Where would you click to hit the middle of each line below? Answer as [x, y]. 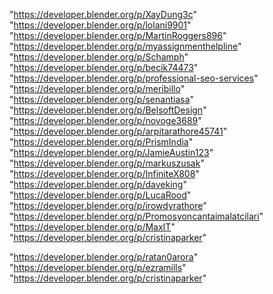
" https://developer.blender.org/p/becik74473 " [104, 67]
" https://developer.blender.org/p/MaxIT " [92, 227]
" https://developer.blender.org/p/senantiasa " [102, 99]
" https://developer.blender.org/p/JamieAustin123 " [111, 152]
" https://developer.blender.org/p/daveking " [98, 184]
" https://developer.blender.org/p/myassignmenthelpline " [125, 46]
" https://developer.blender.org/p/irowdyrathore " [108, 205]
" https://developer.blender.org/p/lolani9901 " [100, 25]
